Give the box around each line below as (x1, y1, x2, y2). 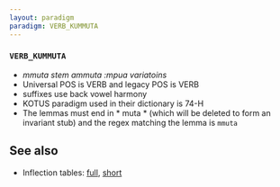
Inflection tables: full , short (22, 167, 122, 178)
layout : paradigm (9, 13, 75, 22)
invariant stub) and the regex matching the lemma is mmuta (22, 117, 239, 128)
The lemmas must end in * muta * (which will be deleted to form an (22, 107, 272, 118)
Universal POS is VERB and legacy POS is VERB (22, 78, 200, 90)
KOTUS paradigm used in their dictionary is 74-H (22, 98, 204, 109)
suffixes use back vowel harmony (22, 88, 148, 99)
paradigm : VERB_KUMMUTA (9, 22, 99, 31)
